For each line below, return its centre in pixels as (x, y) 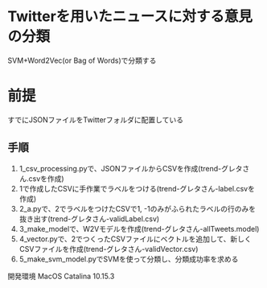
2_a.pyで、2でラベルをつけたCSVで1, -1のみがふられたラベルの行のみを (138, 208)
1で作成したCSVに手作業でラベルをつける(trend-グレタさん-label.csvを (137, 188)
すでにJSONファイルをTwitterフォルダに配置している (96, 119)
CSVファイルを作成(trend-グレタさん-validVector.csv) (109, 249)
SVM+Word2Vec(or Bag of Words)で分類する (82, 60)
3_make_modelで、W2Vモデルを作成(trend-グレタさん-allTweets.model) (139, 228)
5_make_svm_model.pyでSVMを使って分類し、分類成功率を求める (129, 259)
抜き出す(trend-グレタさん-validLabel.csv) (89, 219)
